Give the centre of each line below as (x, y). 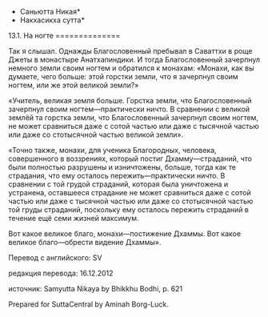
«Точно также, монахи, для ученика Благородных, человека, (113, 150)
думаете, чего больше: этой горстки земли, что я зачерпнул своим (123, 76)
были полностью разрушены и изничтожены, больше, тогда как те (122, 167)
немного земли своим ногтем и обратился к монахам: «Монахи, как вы (131, 68)
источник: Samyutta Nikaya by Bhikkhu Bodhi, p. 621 (95, 289)
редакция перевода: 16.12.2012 (61, 273)
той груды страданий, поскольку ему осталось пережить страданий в (129, 210)
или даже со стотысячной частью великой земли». (96, 134)
